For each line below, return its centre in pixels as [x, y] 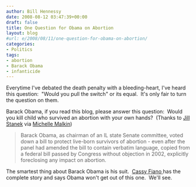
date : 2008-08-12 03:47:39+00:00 [47, 17]
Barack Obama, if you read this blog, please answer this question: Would [94, 112]
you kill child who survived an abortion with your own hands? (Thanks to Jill [98, 118]
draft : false [22, 22]
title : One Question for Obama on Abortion [60, 28]
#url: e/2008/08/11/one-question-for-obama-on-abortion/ [77, 39]
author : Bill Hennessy [34, 11]
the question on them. [32, 101]
